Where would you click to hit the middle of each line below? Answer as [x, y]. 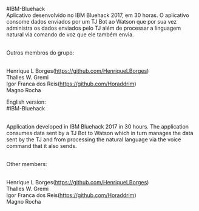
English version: [26, 102]
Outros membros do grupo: [40, 53]
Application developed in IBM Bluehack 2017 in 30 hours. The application [98, 126]
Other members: [27, 164]
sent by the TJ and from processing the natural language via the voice [94, 139]
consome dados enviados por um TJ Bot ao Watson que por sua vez [92, 22]
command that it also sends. [42, 146]
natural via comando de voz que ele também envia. [70, 35]
